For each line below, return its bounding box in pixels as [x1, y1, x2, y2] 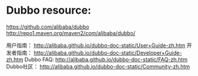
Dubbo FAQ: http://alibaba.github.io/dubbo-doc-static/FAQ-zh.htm [24, 56, 188, 63]
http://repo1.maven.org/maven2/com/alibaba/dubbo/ [6, 29, 136, 36]
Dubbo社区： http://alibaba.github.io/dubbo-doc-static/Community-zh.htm [6, 63, 190, 70]
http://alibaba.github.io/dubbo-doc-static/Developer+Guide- [33, 49, 182, 56]
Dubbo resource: [6, 4, 91, 17]
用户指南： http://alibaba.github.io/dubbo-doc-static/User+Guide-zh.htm [6, 42, 185, 49]
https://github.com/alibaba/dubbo [6, 23, 89, 30]
